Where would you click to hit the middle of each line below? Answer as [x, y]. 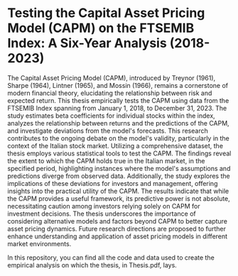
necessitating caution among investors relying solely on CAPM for [104, 206]
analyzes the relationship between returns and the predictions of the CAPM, [118, 123]
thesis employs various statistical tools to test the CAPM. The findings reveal [119, 153]
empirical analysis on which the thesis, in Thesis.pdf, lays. [92, 265]
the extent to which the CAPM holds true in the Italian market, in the [106, 160]
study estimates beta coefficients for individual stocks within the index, [111, 116]
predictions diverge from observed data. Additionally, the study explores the [119, 176]
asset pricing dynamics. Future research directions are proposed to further [117, 228]
